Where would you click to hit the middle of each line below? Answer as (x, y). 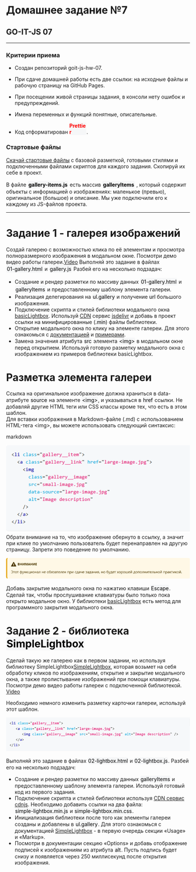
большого (169, 297)
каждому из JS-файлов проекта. (47, 204)
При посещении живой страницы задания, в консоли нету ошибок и (100, 97)
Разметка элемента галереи (79, 377)
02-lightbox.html (108, 761)
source (39, 400)
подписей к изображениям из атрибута (64, 850)
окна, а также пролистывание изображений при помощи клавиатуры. (93, 679)
